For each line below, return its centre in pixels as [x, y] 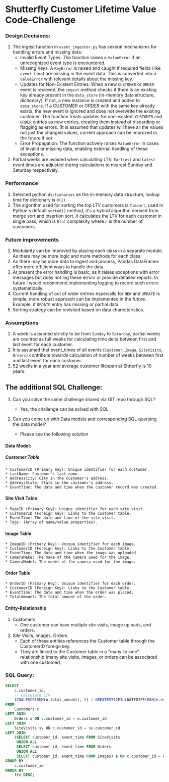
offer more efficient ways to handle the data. [58, 267]
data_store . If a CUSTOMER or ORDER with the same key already [87, 106]
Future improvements [32, 239]
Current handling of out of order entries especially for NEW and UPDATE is [86, 294]
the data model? [29, 424]
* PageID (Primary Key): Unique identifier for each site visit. [75, 509]
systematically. [28, 288]
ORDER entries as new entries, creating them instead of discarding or [90, 122]
